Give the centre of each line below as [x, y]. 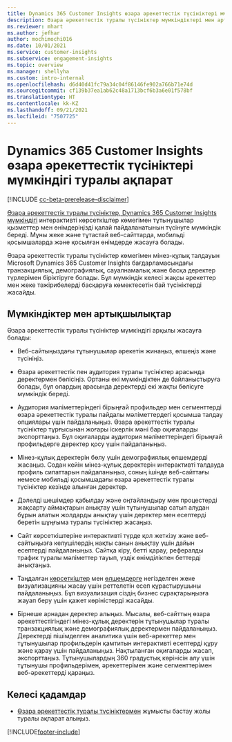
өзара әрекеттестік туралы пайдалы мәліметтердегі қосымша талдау [120, 415]
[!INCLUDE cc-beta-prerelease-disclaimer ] [68, 199]
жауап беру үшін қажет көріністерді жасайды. [86, 601]
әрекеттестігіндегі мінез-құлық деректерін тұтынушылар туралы [113, 621]
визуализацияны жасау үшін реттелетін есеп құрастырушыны [109, 586]
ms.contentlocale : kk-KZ [43, 104]
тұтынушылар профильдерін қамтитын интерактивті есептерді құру [117, 643]
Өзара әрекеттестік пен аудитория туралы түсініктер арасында [111, 372]
